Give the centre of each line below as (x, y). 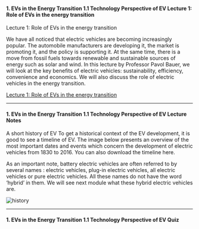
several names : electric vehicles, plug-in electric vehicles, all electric (91, 170)
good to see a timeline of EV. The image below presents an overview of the (98, 140)
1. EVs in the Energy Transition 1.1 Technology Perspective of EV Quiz (93, 220)
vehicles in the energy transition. (46, 84)
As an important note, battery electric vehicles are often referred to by (92, 164)
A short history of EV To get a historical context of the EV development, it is (98, 133)
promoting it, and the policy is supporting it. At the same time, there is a (93, 52)
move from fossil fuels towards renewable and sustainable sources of (91, 58)
